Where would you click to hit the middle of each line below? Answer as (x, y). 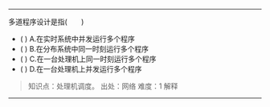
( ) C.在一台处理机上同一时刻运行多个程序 (88, 59)
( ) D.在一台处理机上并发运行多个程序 (81, 69)
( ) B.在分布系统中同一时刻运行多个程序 (84, 49)
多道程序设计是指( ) (46, 22)
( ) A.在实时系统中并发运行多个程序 (77, 39)
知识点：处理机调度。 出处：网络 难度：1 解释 (103, 86)
